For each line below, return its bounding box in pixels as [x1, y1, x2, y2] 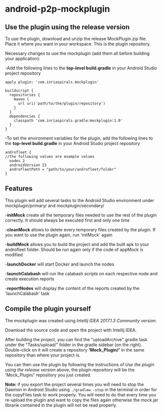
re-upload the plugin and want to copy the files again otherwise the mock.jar [5, 397, 159, 403]
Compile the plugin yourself [5, 305, 91, 313]
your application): [5, 56, 40, 62]
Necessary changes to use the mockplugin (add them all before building [5, 50, 150, 56]
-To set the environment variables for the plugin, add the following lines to [5, 135, 153, 141]
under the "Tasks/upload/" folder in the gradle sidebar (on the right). [5, 342, 143, 348]
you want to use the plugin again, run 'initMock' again [5, 232, 113, 238]
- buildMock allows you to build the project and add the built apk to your [5, 241, 149, 247]
